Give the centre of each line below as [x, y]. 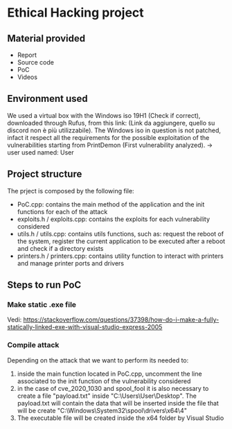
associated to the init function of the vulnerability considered [104, 381]
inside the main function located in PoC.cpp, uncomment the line [109, 374]
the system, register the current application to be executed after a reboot [121, 241]
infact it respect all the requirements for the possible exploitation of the [108, 137]
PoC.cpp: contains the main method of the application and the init [111, 204]
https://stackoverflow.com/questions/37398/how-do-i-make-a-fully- [121, 319]
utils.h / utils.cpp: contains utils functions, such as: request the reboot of [120, 234]
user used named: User [41, 152]
